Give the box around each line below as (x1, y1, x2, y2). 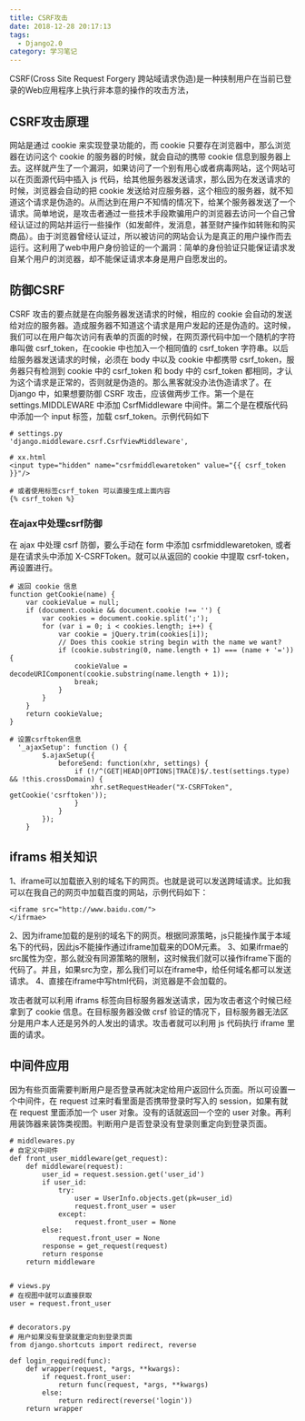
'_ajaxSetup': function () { (17, 743, 128, 752)
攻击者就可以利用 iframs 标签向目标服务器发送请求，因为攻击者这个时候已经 (9, 994, 292, 1005)
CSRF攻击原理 (9, 114, 89, 129)
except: (57, 1209, 88, 1219)
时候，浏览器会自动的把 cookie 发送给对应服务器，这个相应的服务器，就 (9, 185, 278, 196)
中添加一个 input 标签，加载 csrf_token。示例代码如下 (9, 410, 210, 421)
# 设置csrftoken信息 (9, 735, 82, 744)
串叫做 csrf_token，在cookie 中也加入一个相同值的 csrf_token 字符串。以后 (9, 342, 289, 353)
